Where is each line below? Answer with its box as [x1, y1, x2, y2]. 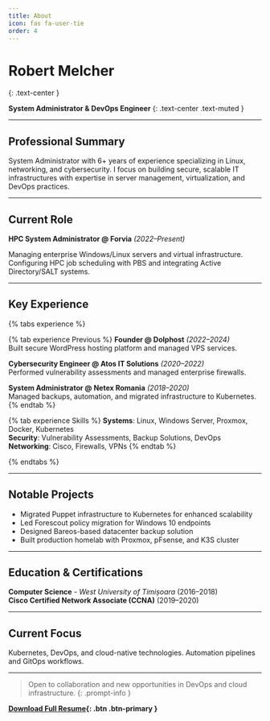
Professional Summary [8, 135, 125, 148]
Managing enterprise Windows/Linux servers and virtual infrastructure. [8, 249, 243, 259]
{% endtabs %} [8, 457, 59, 466]
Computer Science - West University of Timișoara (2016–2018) [8, 587, 219, 597]
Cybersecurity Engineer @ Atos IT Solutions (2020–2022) [8, 358, 205, 368]
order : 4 [8, 27, 38, 35]
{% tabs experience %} [8, 319, 86, 329]
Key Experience [8, 297, 89, 311]
